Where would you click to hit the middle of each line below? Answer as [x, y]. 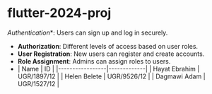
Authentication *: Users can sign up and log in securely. [88, 33]
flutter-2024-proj [59, 13]
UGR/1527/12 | [39, 83]
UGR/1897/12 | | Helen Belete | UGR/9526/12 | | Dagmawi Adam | [112, 76]
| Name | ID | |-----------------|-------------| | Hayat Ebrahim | [108, 69]
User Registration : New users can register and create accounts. [111, 54]
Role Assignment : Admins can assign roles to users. [94, 61]
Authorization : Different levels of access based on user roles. [108, 46]
